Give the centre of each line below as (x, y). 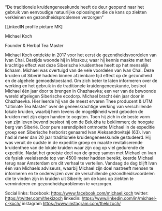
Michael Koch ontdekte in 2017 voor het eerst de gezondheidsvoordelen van (81, 55)
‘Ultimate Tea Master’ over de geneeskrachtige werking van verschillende (78, 106)
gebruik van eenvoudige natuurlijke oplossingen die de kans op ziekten (76, 12)
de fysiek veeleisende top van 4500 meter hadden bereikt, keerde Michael (79, 158)
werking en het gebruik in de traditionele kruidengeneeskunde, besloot (76, 86)
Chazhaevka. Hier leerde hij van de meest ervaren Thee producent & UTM (79, 101)
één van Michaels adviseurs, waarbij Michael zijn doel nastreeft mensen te (79, 168)
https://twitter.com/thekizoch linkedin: (43, 198)
